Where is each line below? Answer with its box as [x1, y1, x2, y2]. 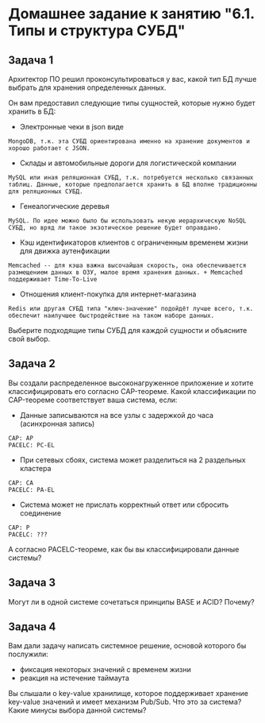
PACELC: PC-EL [8, 441, 56, 449]
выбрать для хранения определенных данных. [8, 83, 167, 92]
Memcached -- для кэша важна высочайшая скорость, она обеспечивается [8, 261, 247, 269]
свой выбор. [8, 334, 51, 343]
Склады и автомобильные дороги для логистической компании [19, 158, 236, 168]
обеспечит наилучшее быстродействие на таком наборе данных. [8, 311, 215, 319]
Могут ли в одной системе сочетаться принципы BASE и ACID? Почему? [8, 597, 255, 606]
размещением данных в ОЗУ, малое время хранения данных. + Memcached [8, 269, 244, 276]
